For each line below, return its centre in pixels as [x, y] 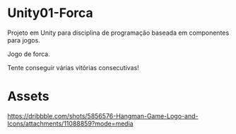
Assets [28, 96]
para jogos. [24, 40]
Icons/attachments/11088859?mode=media [70, 123]
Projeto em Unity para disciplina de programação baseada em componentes [118, 33]
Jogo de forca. [29, 54]
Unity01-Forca [50, 13]
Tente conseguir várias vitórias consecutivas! [73, 67]
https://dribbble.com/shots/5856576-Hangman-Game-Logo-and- [103, 116]
